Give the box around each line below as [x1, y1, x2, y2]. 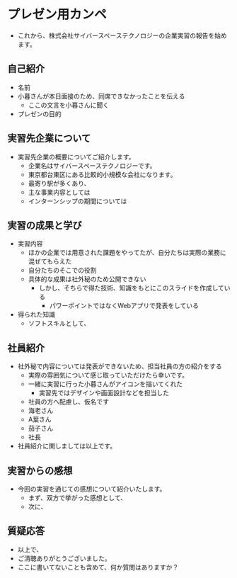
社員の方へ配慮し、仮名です [28, 397, 110, 406]
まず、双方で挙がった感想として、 [28, 494, 127, 501]
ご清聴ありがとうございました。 [17, 554, 111, 562]
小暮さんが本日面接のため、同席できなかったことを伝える [17, 91, 185, 100]
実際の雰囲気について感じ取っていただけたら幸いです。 [28, 371, 189, 380]
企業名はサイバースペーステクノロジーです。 [28, 161, 156, 170]
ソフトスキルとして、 [28, 319, 91, 328]
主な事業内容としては [28, 188, 91, 196]
